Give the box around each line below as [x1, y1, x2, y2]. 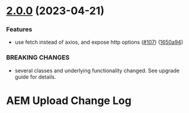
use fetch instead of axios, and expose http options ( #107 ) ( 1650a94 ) [14, 38, 184, 46]
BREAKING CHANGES [6, 53, 70, 62]
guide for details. [14, 73, 56, 80]
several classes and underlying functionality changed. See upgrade [14, 67, 180, 74]
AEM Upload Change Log [6, 93, 132, 107]
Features [6, 25, 33, 34]
